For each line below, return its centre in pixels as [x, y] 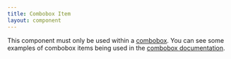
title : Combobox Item [39, 14]
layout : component [34, 20]
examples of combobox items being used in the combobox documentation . [116, 48]
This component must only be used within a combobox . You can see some [116, 40]
